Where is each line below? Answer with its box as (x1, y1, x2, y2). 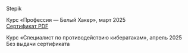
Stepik (6, 5, 22, 12)
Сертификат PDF (6, 23, 49, 29)
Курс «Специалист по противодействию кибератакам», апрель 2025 (6, 34, 183, 41)
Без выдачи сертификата (6, 41, 70, 47)
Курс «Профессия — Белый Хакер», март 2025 (6, 16, 126, 23)
